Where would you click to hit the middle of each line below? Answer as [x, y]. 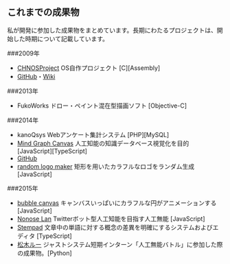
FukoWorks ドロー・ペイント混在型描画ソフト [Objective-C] [102, 106]
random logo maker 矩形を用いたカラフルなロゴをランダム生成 [105, 166]
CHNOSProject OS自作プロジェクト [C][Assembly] [89, 68]
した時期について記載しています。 [60, 38]
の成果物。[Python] [44, 253]
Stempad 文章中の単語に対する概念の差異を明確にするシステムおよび [115, 227]
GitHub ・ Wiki [36, 76]
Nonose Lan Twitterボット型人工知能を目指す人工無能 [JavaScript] [111, 219]
